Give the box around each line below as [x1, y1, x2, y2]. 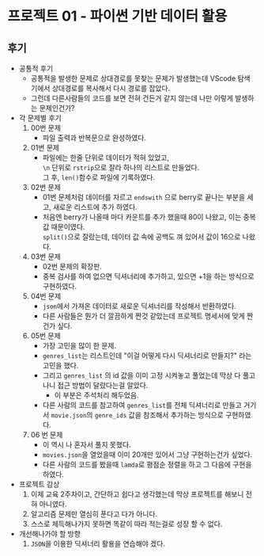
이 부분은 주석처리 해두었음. [54, 390, 139, 400]
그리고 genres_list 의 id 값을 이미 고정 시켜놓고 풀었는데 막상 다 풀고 [42, 371, 256, 380]
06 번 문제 [30, 430, 63, 440]
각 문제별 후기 [18, 113, 62, 123]
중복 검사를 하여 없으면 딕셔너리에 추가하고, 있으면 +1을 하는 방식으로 [42, 272, 255, 281]
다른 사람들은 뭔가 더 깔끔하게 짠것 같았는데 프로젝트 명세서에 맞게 [42, 311, 246, 321]
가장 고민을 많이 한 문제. [42, 341, 116, 350]
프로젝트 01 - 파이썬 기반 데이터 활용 [7, 7, 228, 25]
